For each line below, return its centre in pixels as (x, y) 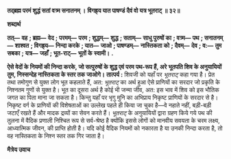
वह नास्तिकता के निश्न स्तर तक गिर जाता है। (56, 136)
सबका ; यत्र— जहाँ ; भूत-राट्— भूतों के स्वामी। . (60, 53)
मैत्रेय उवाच (19, 149)
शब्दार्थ (14, 24)
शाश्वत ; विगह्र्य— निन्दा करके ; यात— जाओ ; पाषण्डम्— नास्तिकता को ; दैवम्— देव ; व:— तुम (118, 45)
